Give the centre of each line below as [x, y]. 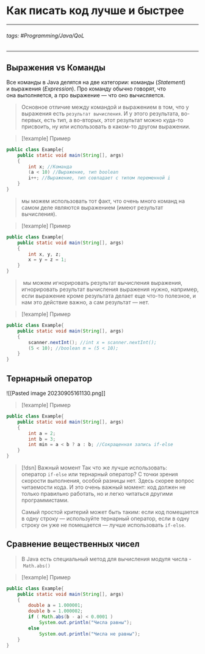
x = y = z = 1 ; [48, 260]
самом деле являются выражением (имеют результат [92, 207]
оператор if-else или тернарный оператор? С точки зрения [99, 474]
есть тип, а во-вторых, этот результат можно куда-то [113, 120]
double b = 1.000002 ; [56, 611]
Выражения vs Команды [56, 68]
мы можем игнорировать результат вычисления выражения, [103, 283]
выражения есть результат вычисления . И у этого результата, [100, 113]
